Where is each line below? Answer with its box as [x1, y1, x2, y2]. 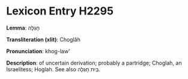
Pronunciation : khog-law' [6, 47, 70, 55]
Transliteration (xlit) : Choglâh [6, 36, 81, 43]
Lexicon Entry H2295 [6, 4, 114, 18]
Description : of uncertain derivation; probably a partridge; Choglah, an [6, 59, 182, 66]
